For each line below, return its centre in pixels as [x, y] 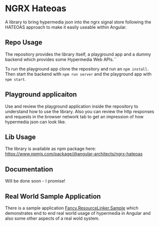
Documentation [29, 169]
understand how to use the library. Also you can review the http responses [80, 111]
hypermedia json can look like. [36, 122]
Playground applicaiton [41, 95]
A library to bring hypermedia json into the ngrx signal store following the [78, 22]
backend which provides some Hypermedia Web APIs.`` [61, 59]
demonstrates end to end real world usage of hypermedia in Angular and [78, 213]
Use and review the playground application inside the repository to [72, 106]
